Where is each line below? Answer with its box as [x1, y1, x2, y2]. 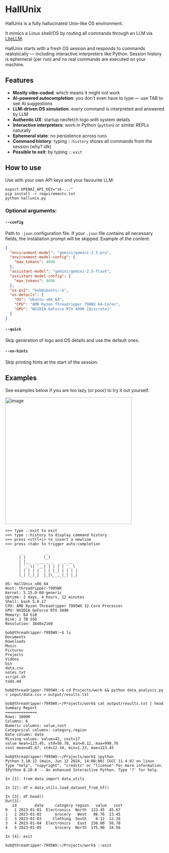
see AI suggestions [12, 100, 53, 106]
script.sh [5, 674, 26, 679]
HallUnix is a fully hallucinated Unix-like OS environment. [5, 20, 124, 26]
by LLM [12, 111, 29, 117]
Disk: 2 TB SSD [5, 616, 37, 622]
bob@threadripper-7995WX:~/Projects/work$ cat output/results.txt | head [5, 701, 164, 706]
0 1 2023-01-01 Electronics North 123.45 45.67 [5, 807, 121, 812]
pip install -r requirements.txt [5, 191, 76, 196]
